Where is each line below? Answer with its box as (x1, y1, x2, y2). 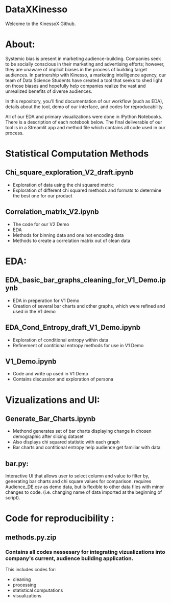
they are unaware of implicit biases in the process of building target (5, 66, 147, 72)
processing (12, 582, 37, 588)
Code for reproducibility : (5, 513, 114, 524)
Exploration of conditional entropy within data (12, 337, 109, 343)
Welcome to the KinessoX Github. (5, 21, 76, 27)
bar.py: (5, 459, 29, 468)
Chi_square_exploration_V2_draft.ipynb (5, 168, 134, 177)
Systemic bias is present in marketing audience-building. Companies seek (5, 55, 161, 62)
